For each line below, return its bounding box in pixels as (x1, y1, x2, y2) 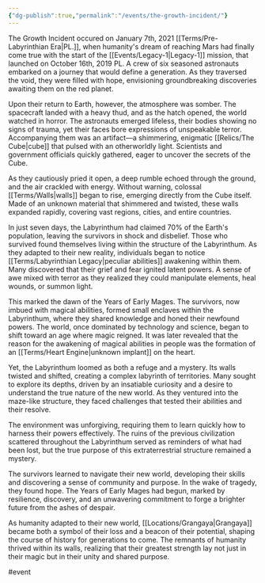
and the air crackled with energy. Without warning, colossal (8, 181, 202, 191)
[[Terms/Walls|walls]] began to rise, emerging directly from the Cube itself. (8, 190, 252, 200)
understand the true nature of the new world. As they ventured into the (8, 387, 239, 397)
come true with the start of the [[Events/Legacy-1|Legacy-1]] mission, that (8, 50, 249, 59)
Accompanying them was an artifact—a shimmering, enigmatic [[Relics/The (8, 132, 255, 143)
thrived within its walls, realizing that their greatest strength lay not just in (8, 543, 247, 553)
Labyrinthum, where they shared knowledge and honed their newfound (8, 314, 240, 323)
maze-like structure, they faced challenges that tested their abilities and (8, 396, 243, 406)
